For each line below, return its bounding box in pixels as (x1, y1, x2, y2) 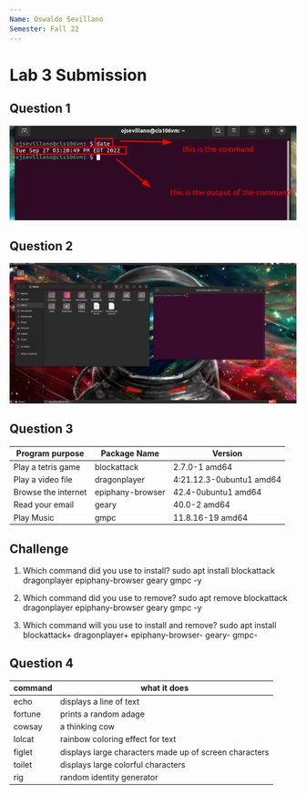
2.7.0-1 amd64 (172, 461, 233, 473)
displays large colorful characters (60, 758, 186, 769)
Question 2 (9, 238, 74, 254)
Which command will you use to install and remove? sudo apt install (22, 619, 277, 630)
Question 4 (9, 656, 75, 671)
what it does (140, 683, 189, 694)
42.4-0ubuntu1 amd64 (172, 487, 262, 498)
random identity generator (60, 772, 158, 782)
